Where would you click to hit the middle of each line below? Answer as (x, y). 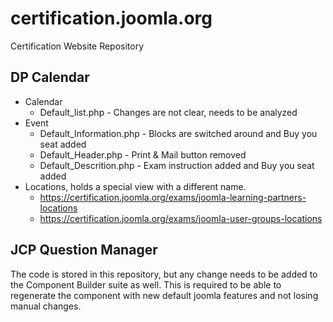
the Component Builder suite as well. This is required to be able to (146, 284)
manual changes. (46, 306)
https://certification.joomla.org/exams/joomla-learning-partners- (173, 197)
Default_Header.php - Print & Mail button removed (143, 154)
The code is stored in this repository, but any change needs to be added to (164, 274)
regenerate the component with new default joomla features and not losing (164, 295)
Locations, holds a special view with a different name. (135, 186)
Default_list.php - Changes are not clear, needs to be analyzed (168, 112)
